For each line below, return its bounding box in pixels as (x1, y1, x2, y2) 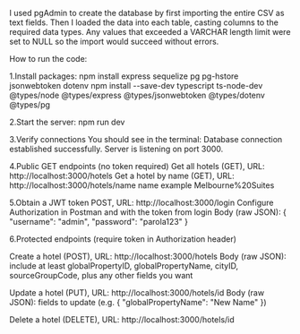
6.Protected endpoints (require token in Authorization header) (9, 234, 237, 244)
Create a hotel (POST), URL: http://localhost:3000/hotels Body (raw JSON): (9, 251, 287, 261)
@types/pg (9, 99, 51, 110)
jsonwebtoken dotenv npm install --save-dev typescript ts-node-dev (9, 81, 263, 90)
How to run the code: (9, 54, 88, 64)
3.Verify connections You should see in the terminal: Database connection (9, 134, 283, 144)
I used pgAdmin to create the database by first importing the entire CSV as (9, 8, 285, 18)
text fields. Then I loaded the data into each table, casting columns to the (9, 17, 279, 28)
